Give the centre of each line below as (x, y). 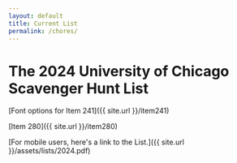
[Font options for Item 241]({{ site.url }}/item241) (89, 111)
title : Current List (43, 24)
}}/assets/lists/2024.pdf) (50, 151)
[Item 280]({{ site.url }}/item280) (63, 127)
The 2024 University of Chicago (119, 71)
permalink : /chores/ (43, 31)
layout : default (36, 16)
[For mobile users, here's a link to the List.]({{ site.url (97, 142)
